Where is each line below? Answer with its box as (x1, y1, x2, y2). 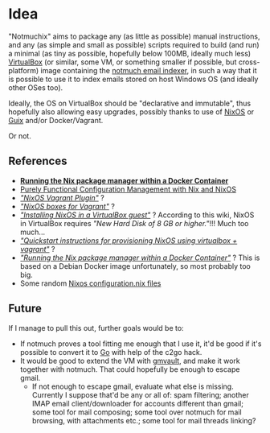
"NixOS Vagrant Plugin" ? (19, 192, 104, 202)
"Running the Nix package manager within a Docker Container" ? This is (19, 253, 260, 262)
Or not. (8, 130, 32, 141)
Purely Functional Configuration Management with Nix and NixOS (19, 184, 237, 194)
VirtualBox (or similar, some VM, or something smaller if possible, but (8, 57, 237, 67)
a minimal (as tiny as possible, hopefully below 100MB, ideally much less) (8, 48, 252, 58)
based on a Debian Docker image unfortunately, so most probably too (19, 261, 251, 270)
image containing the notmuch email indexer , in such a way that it (40, 65, 257, 75)
